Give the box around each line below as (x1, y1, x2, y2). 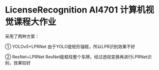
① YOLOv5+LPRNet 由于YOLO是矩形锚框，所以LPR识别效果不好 (5, 43, 135, 49)
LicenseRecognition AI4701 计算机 (5, 4, 146, 15)
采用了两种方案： (5, 33, 39, 39)
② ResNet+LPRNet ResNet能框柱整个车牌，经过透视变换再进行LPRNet (5, 54, 147, 59)
